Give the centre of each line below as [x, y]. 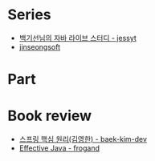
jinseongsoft [40, 46]
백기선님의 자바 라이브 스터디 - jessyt [78, 38]
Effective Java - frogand [59, 148]
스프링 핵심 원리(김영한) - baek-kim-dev [83, 139]
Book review [50, 116]
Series [29, 15]
